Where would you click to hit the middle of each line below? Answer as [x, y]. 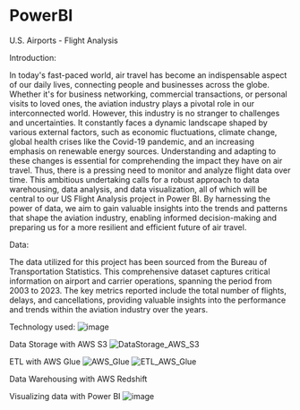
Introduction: [33, 57]
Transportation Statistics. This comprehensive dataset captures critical [140, 271]
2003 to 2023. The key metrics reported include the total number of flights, [148, 290]
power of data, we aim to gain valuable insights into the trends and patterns [149, 208]
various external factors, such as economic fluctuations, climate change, [143, 132]
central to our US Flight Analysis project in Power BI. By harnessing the [140, 199]
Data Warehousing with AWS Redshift [78, 379]
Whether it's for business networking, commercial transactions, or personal [149, 94]
